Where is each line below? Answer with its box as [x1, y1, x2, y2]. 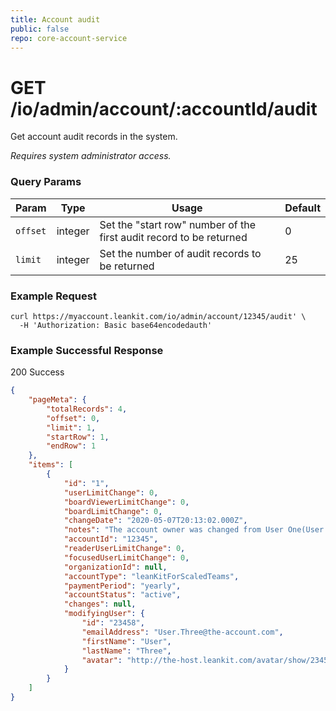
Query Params [10, 175, 82, 189]
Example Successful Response [10, 343, 164, 357]
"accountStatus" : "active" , [63, 590, 182, 600]
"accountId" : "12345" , [63, 534, 159, 545]
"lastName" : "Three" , [81, 646, 172, 656]
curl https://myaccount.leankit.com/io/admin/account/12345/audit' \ [10, 311, 307, 321]
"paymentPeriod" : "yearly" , [63, 581, 182, 591]
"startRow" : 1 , [46, 432, 110, 442]
